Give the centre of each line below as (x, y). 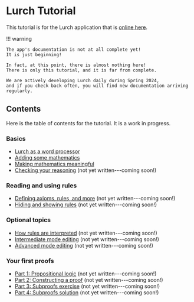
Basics (16, 138)
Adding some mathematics (47, 158)
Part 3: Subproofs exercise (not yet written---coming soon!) (87, 286)
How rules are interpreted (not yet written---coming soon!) (86, 233)
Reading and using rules (42, 186)
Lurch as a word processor (47, 151)
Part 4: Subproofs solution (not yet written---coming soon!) (87, 292)
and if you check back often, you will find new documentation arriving (97, 86)
